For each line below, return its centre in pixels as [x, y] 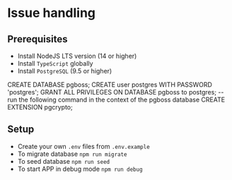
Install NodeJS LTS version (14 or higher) [77, 56]
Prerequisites [37, 39]
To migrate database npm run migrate [72, 154]
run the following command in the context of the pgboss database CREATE [116, 100]
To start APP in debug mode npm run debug [80, 169]
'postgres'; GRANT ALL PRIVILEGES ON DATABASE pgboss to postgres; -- [116, 92]
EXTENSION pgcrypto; [40, 107]
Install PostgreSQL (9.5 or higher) [65, 71]
